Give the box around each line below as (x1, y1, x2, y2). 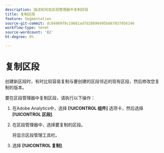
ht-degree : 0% (5, 35, 34, 40)
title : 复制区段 (5, 12, 35, 17)
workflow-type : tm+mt (5, 25, 49, 30)
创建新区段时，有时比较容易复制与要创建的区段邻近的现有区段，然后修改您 (5, 78, 155, 84)
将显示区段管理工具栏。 (12, 132, 60, 138)
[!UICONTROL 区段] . (12, 111, 54, 117)
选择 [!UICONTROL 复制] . (12, 142, 64, 148)
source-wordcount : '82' (5, 30, 54, 35)
